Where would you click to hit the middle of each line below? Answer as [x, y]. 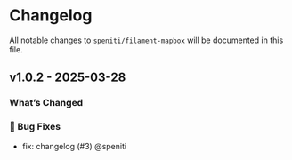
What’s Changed [46, 103]
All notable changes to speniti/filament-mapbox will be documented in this [146, 40]
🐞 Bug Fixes [35, 127]
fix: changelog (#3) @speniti [74, 146]
